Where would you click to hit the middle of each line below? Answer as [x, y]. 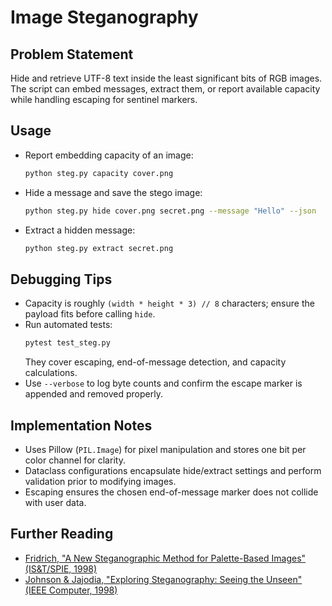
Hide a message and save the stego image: [113, 192]
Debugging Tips [61, 279]
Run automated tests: [68, 325]
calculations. [51, 373]
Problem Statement [72, 54]
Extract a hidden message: [80, 230]
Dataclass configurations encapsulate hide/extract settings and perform [173, 470]
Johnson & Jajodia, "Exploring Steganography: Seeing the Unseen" [163, 579]
